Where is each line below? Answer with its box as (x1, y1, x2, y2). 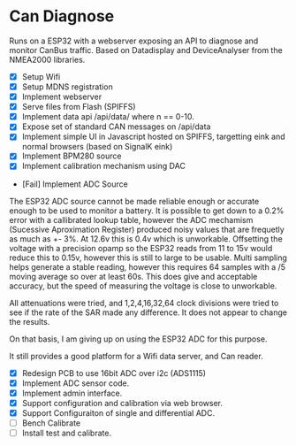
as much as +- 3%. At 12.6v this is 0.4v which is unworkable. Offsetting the (9, 233, 283, 244)
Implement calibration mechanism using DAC (21, 161, 186, 172)
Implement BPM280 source (21, 150, 122, 161)
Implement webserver (21, 91, 102, 103)
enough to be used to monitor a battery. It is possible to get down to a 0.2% (9, 205, 285, 216)
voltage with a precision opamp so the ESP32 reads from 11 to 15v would (9, 242, 273, 253)
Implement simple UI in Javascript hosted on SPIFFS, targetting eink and (21, 131, 285, 142)
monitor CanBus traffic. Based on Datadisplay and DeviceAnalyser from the (9, 44, 283, 55)
